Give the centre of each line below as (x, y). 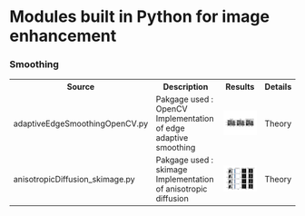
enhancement (63, 36)
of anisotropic (182, 189)
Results (240, 86)
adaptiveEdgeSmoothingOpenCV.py (80, 123)
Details (278, 86)
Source (81, 86)
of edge (170, 128)
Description (186, 86)
